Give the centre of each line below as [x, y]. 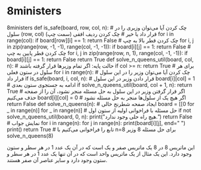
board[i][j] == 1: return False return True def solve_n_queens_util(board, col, [100, 59]
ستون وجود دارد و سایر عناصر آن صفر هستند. [57, 160]
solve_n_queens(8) [30, 135]
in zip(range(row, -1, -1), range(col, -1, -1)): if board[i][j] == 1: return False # [99, 47]
